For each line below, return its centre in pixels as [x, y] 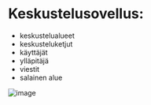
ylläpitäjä [34, 61]
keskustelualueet [47, 36]
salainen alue [41, 77]
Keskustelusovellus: [76, 14]
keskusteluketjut [46, 43]
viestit [29, 69]
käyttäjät [34, 52]
